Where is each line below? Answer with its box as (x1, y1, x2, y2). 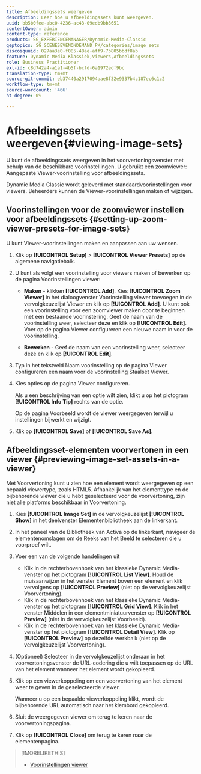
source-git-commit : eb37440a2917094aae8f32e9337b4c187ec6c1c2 (6, 76, 165, 82)
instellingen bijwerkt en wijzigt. (14, 416, 92, 423)
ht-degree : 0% (6, 93, 42, 99)
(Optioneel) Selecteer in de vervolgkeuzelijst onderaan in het (14, 653, 165, 660)
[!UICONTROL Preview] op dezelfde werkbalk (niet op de (23, 635, 166, 642)
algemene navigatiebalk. (14, 257, 76, 265)
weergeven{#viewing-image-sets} (6, 137, 184, 150)
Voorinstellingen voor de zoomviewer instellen (6, 205, 184, 215)
